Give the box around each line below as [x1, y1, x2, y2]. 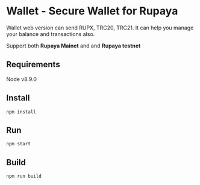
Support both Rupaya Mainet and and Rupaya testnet [6, 42, 141, 49]
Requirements [6, 59, 60, 70]
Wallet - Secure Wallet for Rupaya [6, 4, 178, 18]
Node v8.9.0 [6, 75, 37, 82]
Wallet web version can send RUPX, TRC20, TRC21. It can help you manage [6, 24, 194, 31]
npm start [6, 141, 31, 147]
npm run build [6, 173, 42, 180]
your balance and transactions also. [6, 30, 95, 37]
